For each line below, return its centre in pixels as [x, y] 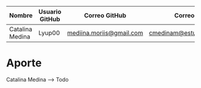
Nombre [21, 15]
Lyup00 [49, 33]
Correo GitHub [105, 15]
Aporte [24, 63]
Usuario [50, 12]
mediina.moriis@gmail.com [105, 33]
